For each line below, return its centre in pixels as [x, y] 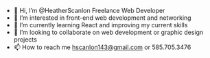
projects [25, 40]
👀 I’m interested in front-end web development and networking [102, 18]
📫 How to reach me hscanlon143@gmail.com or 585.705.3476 [102, 47]
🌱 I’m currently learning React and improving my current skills [101, 25]
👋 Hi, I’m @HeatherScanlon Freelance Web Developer [89, 11]
